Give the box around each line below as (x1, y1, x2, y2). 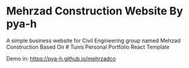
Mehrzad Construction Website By (6, 4, 183, 18)
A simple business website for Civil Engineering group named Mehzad (6, 37, 181, 44)
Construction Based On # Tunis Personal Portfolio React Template (6, 43, 170, 51)
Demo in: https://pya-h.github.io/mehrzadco (6, 55, 116, 62)
